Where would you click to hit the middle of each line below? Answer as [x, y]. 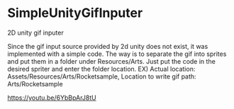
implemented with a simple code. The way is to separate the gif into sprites [117, 54]
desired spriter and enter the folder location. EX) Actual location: [101, 69]
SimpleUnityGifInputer [75, 13]
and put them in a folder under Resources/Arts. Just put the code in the [112, 61]
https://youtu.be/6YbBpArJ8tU [52, 98]
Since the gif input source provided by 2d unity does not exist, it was [108, 46]
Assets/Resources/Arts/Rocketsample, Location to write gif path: [102, 76]
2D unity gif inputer [35, 33]
